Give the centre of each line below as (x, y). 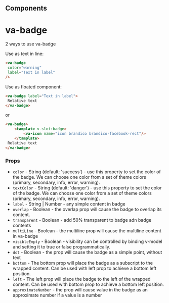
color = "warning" (25, 68)
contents (22, 225)
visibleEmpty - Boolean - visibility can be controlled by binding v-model (88, 241)
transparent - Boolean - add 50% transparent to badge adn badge (82, 220)
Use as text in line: (25, 54)
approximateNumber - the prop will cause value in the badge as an (80, 290)
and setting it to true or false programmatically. (61, 247)
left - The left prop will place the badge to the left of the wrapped (81, 279)
